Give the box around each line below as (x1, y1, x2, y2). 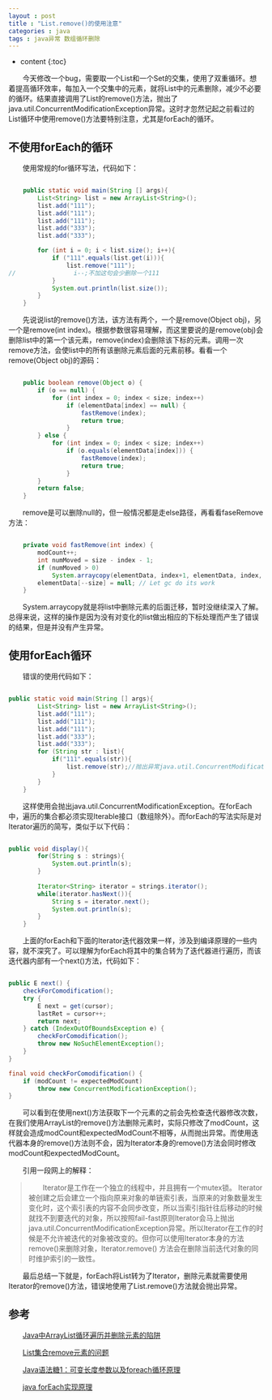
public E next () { (8, 980, 70, 988)
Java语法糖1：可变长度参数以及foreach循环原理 (23, 1365, 181, 1375)
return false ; (37, 485, 85, 493)
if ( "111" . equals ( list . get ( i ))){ (51, 254, 164, 262)
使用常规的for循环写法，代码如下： (22, 163, 139, 173)
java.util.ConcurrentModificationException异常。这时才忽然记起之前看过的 (8, 104, 255, 114)
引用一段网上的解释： (22, 1165, 94, 1175)
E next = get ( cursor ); (37, 1002, 114, 1010)
